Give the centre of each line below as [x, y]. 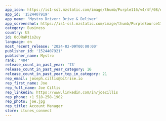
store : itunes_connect [28, 111]
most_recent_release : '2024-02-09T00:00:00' [52, 46]
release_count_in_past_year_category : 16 [48, 70]
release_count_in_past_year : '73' [41, 65]
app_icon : [15, 10]
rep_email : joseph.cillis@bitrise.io [44, 79]
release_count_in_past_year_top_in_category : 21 [56, 74]
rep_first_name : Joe [26, 83]
